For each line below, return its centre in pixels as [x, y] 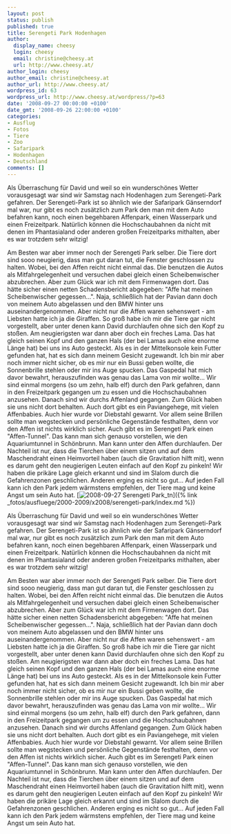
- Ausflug [21, 123]
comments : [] [26, 168]
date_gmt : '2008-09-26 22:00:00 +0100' [64, 110]
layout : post [26, 13]
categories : [24, 116]
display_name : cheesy [44, 46]
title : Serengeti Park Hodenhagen [57, 33]
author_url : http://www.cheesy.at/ [58, 84]
